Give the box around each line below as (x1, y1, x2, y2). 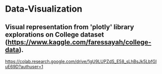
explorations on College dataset (5, 30, 104, 38)
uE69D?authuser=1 (5, 64, 43, 69)
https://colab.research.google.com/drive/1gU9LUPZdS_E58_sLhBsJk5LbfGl (5, 58, 157, 64)
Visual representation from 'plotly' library (5, 23, 134, 31)
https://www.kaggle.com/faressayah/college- (7, 38, 152, 46)
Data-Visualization (5, 3, 82, 15)
